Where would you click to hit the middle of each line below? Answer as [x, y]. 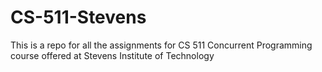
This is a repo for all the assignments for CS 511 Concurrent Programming [161, 45]
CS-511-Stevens [78, 17]
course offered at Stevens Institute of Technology [112, 55]
